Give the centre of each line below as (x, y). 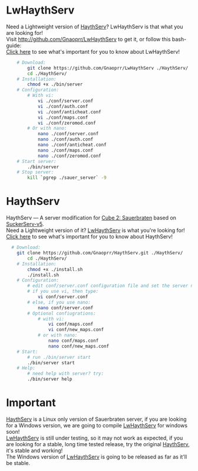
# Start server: (37, 161)
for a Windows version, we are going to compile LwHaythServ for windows (97, 425)
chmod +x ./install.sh (55, 269)
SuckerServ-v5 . (25, 224)
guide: (14, 45)
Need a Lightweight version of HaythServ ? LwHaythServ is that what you (95, 27)
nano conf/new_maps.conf (79, 346)
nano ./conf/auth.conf (65, 139)
